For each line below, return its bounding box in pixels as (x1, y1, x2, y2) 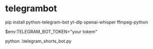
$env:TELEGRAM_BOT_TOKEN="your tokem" (5, 28, 98, 34)
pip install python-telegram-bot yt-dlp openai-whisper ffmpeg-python (5, 19, 148, 25)
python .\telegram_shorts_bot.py (5, 38, 72, 44)
